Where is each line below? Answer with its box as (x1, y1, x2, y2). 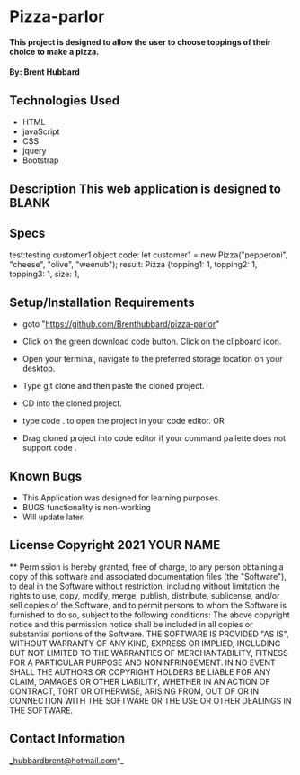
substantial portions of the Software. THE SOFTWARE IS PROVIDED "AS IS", (9, 628, 289, 639)
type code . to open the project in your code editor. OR (22, 416, 225, 427)
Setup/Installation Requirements (9, 294, 195, 310)
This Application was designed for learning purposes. (22, 492, 221, 503)
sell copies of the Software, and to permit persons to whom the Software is (9, 599, 287, 610)
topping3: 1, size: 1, (9, 268, 80, 280)
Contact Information (9, 731, 126, 746)
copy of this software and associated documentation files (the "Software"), (9, 571, 287, 581)
